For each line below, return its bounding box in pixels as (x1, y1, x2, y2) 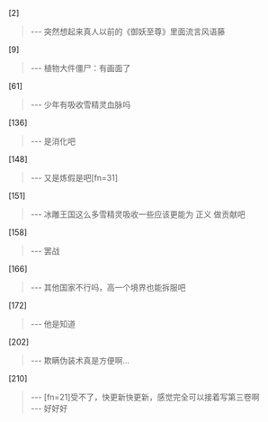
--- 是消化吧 (30, 136, 76, 147)
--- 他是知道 (30, 319, 76, 329)
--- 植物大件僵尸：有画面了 (30, 63, 131, 73)
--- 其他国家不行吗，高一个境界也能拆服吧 (30, 283, 186, 292)
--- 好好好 (30, 403, 68, 413)
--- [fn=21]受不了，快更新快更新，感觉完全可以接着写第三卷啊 (30, 391, 260, 402)
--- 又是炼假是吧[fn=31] (30, 173, 119, 183)
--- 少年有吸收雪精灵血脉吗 (30, 99, 131, 110)
